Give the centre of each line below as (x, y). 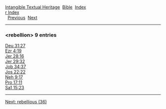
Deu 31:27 (15, 46)
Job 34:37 (16, 67)
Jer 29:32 (15, 62)
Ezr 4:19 (13, 51)
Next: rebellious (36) (26, 102)
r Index (12, 12)
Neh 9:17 (14, 77)
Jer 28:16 (15, 56)
